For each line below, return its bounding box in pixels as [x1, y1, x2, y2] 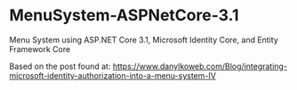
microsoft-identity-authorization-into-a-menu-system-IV [9, 70, 216, 80]
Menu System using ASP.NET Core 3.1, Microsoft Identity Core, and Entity [9, 34, 278, 45]
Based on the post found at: [9, 61, 111, 71]
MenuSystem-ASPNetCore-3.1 [9, 5, 239, 26]
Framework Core [9, 43, 71, 54]
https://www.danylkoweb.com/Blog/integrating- [112, 61, 287, 71]
